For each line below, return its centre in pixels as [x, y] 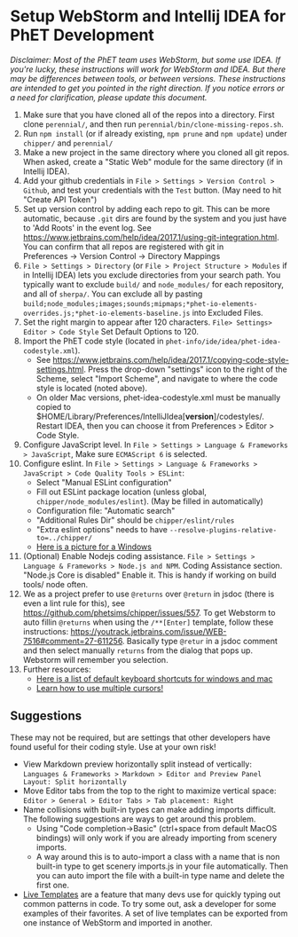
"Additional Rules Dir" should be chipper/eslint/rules [135, 520]
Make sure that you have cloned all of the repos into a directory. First [149, 114]
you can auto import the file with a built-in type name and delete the [160, 875]
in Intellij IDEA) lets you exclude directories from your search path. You [152, 275]
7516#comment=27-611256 [73, 641]
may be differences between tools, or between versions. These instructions [148, 78]
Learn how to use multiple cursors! [99, 688]
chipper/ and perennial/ [68, 143]
